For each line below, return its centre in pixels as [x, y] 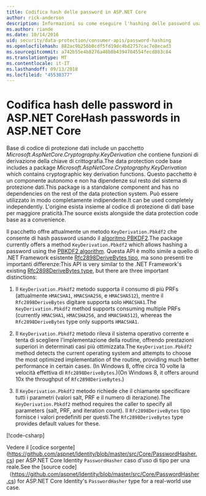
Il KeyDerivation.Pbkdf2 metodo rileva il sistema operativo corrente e [102, 334]
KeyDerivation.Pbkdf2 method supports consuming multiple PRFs [98, 309]
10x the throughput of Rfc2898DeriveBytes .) [70, 379]
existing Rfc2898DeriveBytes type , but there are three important [87, 271]
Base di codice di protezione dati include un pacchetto [75, 148]
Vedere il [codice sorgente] [41, 448]
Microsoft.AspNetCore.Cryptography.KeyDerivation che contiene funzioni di [102, 155]
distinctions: [22, 277]
